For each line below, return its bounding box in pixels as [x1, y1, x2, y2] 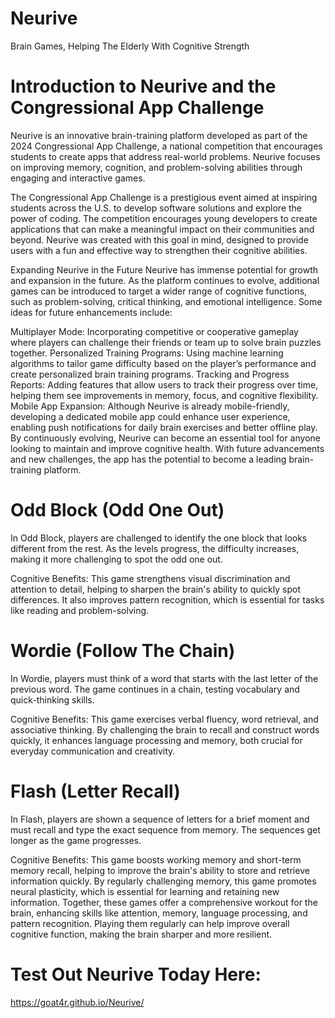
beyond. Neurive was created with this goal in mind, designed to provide [10, 233, 309, 246]
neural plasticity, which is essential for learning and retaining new [10, 885, 280, 897]
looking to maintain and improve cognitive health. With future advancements [10, 442, 325, 454]
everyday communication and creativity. [10, 745, 176, 757]
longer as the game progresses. [10, 834, 142, 846]
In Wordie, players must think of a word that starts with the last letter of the [10, 672, 319, 684]
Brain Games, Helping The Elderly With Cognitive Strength [10, 40, 250, 52]
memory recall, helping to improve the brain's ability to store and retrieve [10, 864, 310, 876]
